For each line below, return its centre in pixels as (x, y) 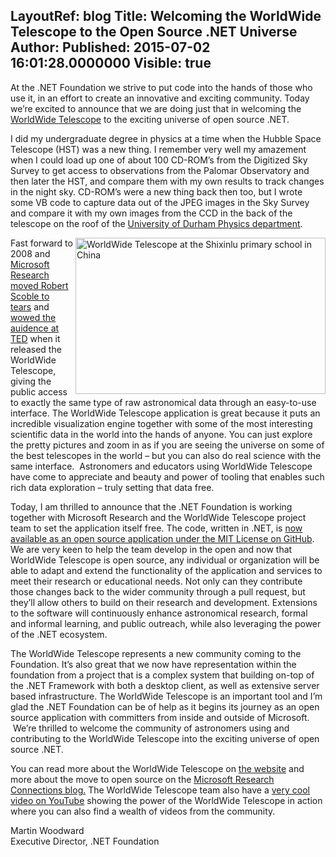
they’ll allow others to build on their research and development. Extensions (164, 602)
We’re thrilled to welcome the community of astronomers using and (151, 728)
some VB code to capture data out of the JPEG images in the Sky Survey (160, 202)
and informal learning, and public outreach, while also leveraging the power (166, 623)
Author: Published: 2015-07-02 (110, 47)
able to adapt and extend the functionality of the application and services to (166, 570)
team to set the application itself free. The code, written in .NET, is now (156, 528)
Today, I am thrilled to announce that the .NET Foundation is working (151, 506)
